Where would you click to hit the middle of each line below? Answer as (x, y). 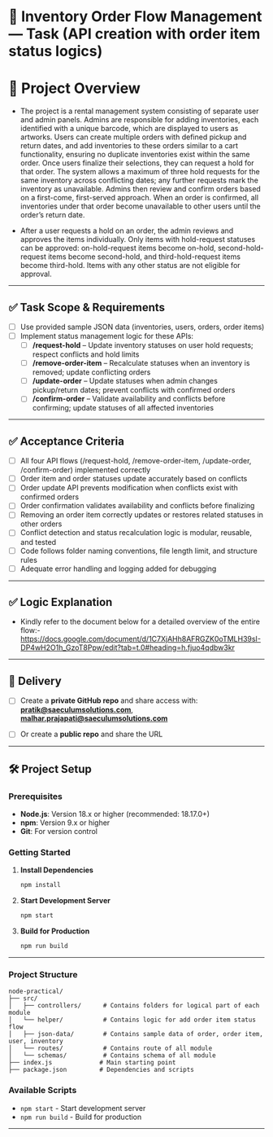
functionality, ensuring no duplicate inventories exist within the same (135, 155)
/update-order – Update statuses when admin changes (125, 381)
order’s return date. (52, 215)
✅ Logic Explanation (61, 602)
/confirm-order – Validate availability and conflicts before (129, 399)
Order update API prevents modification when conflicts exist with (129, 488)
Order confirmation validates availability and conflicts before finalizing (137, 506)
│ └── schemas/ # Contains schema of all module (113, 1056)
